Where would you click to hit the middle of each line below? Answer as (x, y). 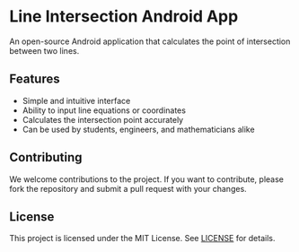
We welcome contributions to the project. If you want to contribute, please (147, 179)
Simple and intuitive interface (76, 100)
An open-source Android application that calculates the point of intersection (150, 41)
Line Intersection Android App (124, 17)
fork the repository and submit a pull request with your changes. (128, 188)
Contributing (46, 157)
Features (35, 79)
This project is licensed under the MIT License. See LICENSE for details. (142, 239)
